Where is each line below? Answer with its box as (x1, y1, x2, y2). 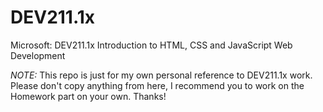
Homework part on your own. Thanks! (10, 90, 167, 102)
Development (10, 49, 66, 61)
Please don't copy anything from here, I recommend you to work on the (10, 79, 305, 91)
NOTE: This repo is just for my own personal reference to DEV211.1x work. (10, 69, 313, 81)
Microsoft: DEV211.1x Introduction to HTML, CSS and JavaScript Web (10, 39, 293, 51)
